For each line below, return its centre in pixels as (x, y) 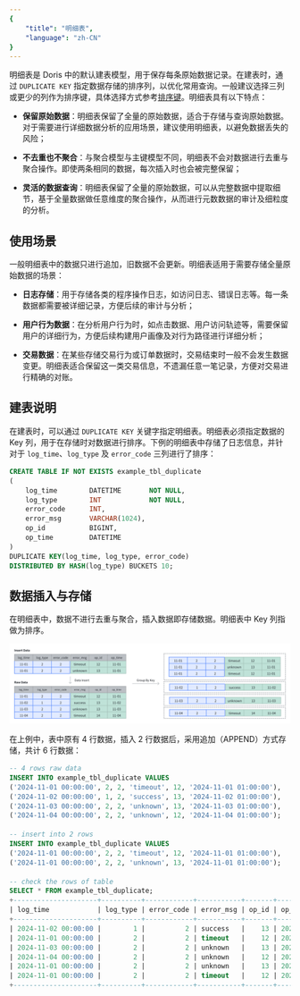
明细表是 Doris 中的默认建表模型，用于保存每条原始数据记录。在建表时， (142, 75)
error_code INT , (65, 510)
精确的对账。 (54, 377)
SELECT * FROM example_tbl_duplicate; (81, 891)
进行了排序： (192, 453)
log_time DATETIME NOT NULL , (105, 490)
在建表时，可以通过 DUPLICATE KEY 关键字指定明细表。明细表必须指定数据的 (147, 431)
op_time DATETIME (74, 537)
